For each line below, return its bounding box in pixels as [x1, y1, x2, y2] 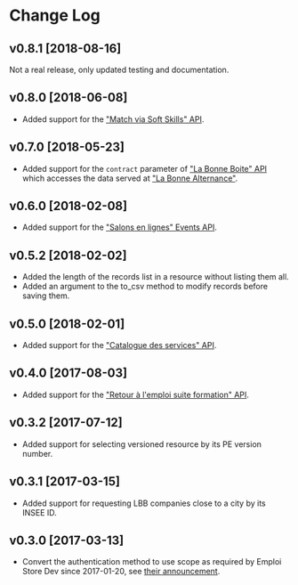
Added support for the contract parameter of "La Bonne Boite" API [21, 163, 268, 174]
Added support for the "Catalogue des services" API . [21, 340, 217, 351]
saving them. [21, 290, 70, 301]
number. [21, 448, 53, 459]
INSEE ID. [21, 507, 58, 517]
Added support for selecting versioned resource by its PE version [21, 438, 262, 450]
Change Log [9, 5, 101, 26]
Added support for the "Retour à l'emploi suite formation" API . [21, 389, 249, 400]
